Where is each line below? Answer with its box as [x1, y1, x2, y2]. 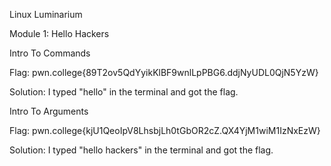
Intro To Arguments [9, 105, 89, 117]
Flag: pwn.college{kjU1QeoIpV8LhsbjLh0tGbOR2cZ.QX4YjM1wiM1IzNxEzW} [9, 125, 321, 136]
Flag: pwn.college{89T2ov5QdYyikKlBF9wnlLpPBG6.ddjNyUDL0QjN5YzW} [9, 67, 319, 78]
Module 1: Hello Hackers [9, 28, 110, 39]
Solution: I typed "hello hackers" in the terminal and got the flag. [9, 144, 274, 156]
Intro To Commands [9, 47, 91, 59]
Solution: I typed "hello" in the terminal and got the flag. [9, 86, 239, 98]
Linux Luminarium [9, 9, 83, 20]
